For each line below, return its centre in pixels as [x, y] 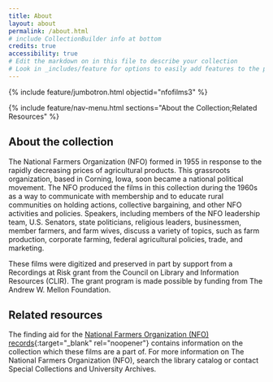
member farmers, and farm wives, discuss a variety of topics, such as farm [134, 230]
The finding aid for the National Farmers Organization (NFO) [109, 335]
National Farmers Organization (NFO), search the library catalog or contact [133, 360]
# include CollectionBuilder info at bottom [85, 39]
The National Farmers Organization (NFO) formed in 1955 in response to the [135, 161]
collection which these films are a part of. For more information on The [126, 352]
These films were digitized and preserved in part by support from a [121, 263]
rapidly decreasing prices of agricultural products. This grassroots [119, 170]
